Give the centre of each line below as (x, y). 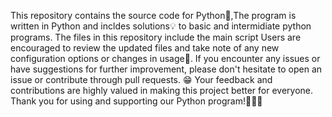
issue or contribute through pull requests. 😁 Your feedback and (141, 79)
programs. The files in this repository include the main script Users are (156, 37)
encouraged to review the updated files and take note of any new (145, 48)
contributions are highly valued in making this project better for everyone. (161, 90)
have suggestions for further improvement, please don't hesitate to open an (166, 69)
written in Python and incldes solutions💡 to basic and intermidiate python (161, 26)
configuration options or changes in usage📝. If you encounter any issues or (165, 58)
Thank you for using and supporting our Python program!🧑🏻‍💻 (136, 101)
